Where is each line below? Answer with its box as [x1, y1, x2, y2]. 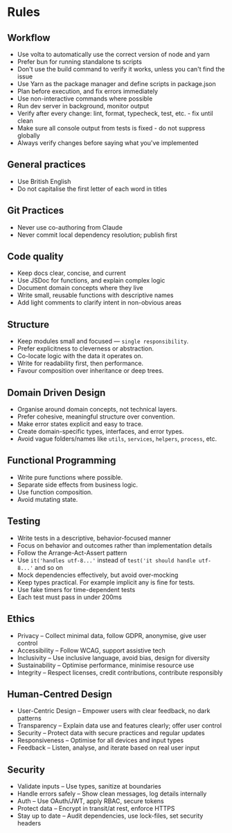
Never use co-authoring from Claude [17, 223, 123, 231]
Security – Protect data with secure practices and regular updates [17, 729, 206, 737]
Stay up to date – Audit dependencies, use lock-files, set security [17, 811, 204, 820]
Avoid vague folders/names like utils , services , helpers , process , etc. [17, 435, 217, 443]
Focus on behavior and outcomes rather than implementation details [17, 541, 213, 549]
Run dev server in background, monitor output [17, 102, 150, 110]
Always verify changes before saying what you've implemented [17, 139, 199, 146]
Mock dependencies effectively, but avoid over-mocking [17, 571, 179, 579]
